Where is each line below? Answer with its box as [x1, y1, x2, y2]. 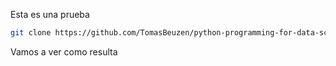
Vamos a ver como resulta [10, 45, 118, 58]
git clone [10, 28, 52, 38]
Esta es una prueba [10, 9, 90, 20]
